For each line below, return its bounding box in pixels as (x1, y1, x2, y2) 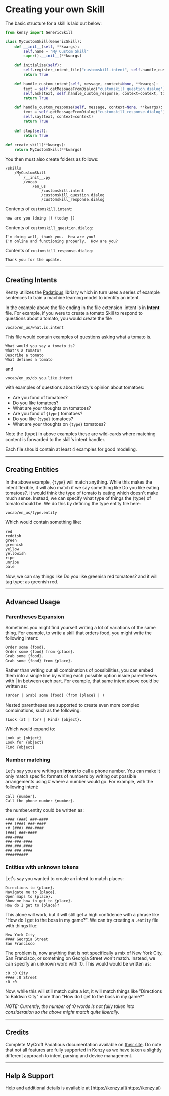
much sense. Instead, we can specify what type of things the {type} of (5, 495, 151, 501)
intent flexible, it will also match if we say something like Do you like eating (5, 484, 159, 490)
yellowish (5, 551, 26, 556)
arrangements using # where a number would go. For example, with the (5, 778, 153, 784)
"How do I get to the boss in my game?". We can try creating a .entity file (5, 917, 159, 923)
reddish (5, 533, 22, 538)
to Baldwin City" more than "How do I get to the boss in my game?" (5, 993, 145, 999)
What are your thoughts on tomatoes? (12, 405, 92, 411)
